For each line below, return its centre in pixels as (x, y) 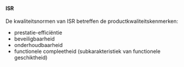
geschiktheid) (31, 58)
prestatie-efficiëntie (38, 33)
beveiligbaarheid (34, 39)
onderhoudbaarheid (38, 45)
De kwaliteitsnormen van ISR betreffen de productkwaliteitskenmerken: (92, 21)
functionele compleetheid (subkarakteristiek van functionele (87, 51)
